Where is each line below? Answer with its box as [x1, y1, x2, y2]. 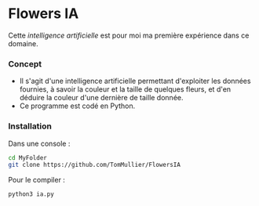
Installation [8, 121, 53, 132]
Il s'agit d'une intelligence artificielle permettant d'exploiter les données [19, 76, 251, 86]
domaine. [8, 38, 38, 48]
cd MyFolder [8, 154, 47, 161]
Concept [8, 58, 42, 69]
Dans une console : [8, 139, 71, 148]
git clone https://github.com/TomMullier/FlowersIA [8, 161, 181, 169]
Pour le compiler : [8, 175, 65, 185]
